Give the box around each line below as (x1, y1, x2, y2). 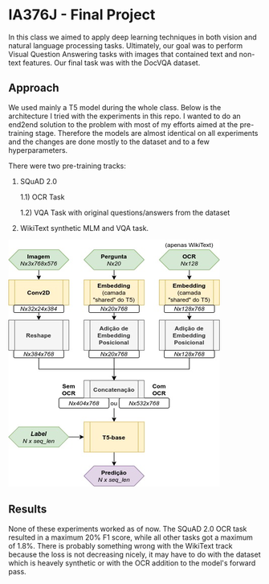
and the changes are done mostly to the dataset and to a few (8, 137, 210, 146)
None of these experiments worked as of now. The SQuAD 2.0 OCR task (8, 524, 247, 533)
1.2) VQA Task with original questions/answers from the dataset (19, 208, 230, 217)
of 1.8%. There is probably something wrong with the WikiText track (8, 541, 233, 550)
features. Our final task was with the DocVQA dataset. (22, 58, 201, 68)
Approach (8, 81, 59, 95)
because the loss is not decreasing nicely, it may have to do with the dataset (8, 549, 261, 559)
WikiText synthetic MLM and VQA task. (19, 223, 149, 232)
